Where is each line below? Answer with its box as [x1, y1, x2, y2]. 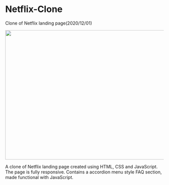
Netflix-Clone [5, 4, 63, 15]
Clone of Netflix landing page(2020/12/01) [5, 20, 92, 26]
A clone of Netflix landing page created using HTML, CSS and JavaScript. [5, 163, 158, 169]
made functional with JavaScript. [5, 174, 74, 180]
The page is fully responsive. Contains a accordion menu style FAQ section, [5, 169, 162, 175]
